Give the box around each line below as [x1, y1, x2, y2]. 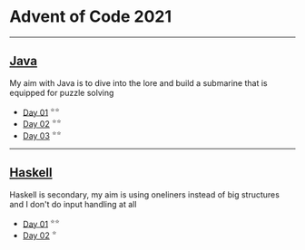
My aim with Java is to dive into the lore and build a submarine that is [9, 77, 268, 88]
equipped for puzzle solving [9, 87, 114, 98]
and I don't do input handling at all [9, 198, 137, 209]
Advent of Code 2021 [9, 6, 172, 27]
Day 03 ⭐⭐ [22, 129, 62, 141]
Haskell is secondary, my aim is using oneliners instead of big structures [9, 188, 280, 200]
